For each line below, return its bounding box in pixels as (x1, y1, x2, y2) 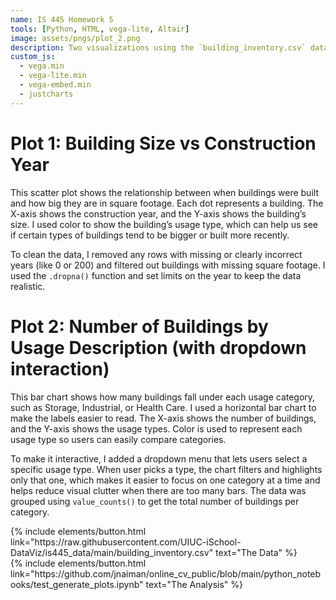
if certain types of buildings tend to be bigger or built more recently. (10, 229, 290, 241)
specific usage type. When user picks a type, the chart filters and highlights (10, 463, 323, 475)
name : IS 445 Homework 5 (10, 14, 114, 25)
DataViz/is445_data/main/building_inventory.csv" (10, 546, 214, 558)
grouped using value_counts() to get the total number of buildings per (10, 495, 300, 507)
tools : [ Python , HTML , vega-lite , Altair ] (10, 24, 190, 34)
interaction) (10, 357, 110, 380)
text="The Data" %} (215, 546, 298, 558)
